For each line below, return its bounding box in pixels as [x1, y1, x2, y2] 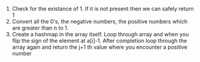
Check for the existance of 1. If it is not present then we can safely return [12, 5, 194, 12]
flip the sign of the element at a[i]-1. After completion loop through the [12, 37, 187, 44]
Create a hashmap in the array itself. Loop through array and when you [12, 31, 189, 38]
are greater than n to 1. [12, 24, 69, 31]
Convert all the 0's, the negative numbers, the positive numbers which [12, 18, 188, 25]
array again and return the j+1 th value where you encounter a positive [12, 43, 188, 51]
